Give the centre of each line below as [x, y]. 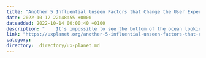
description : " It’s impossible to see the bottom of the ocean [94, 29]
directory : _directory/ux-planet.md [53, 46]
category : [19, 40]
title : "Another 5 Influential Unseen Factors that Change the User [96, 12]
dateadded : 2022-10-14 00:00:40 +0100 [56, 23]
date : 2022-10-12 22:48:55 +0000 [49, 18]
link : [13, 34]
